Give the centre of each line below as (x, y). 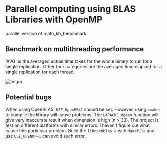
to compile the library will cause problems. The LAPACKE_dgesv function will (82, 115)
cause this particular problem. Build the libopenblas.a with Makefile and (80, 130)
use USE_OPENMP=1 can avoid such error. (46, 136)
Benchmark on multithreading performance (75, 49)
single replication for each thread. (40, 72)
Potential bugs (28, 98)
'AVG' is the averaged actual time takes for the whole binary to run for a (79, 61)
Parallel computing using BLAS (71, 9)
